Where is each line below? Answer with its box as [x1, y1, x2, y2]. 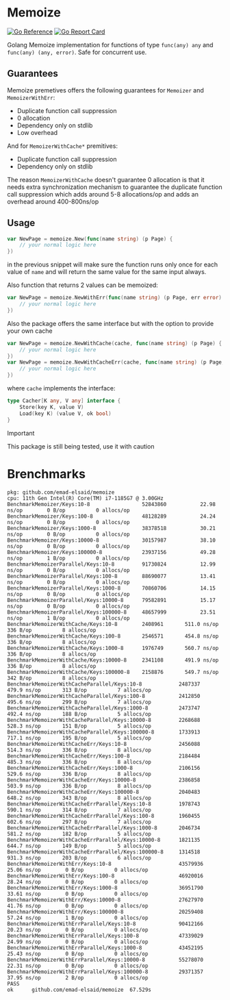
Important [7, 429, 35, 437]
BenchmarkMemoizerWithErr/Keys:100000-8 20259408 [7, 908, 204, 915]
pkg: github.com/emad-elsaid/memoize [7, 488, 115, 496]
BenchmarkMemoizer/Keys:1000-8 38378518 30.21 [7, 525, 216, 532]
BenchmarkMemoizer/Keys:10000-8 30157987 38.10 [7, 536, 216, 544]
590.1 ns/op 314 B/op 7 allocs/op [7, 806, 152, 813]
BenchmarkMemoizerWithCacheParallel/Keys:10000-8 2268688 [7, 716, 201, 723]
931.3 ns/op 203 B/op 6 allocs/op [7, 854, 152, 861]
